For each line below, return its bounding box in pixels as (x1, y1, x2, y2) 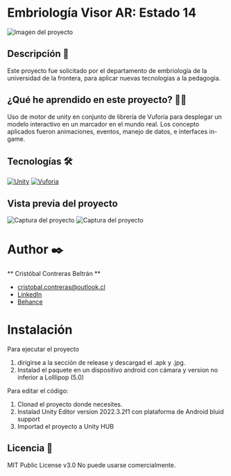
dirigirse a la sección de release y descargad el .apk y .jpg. (17, 359, 186, 367)
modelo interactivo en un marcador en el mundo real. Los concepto (7, 120, 200, 128)
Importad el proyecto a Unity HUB (17, 422, 114, 431)
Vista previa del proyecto (7, 197, 118, 209)
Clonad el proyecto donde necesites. (17, 400, 123, 409)
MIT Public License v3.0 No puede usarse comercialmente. (7, 461, 176, 469)
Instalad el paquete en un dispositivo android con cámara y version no (17, 366, 219, 375)
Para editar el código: (7, 387, 69, 395)
